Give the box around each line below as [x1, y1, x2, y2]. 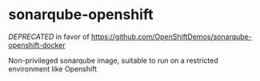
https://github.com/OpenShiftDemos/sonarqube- [90, 32, 252, 41]
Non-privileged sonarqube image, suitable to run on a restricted [8, 56, 218, 65]
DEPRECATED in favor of [8, 32, 90, 41]
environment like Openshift [8, 64, 98, 73]
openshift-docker [8, 40, 66, 49]
